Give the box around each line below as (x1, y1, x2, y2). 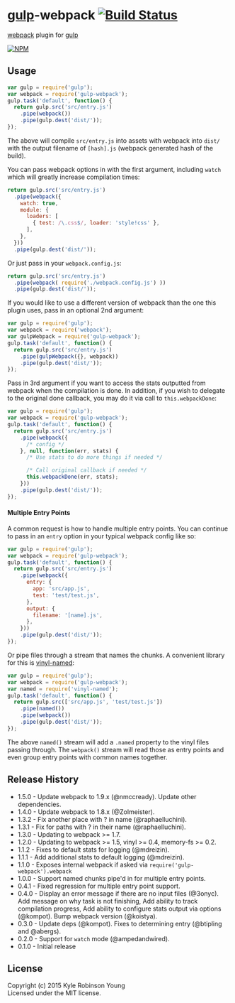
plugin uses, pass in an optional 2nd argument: (7, 306, 144, 315)
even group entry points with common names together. (7, 753, 168, 761)
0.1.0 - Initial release (17, 942, 76, 950)
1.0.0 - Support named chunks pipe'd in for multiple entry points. (17, 874, 207, 882)
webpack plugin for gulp (7, 31, 79, 39)
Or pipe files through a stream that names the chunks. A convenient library (7, 651, 225, 659)
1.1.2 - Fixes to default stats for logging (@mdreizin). (17, 845, 170, 854)
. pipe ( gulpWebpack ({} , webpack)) (20, 352, 119, 360)
